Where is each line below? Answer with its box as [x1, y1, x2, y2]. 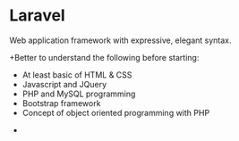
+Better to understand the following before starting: [9, 52, 200, 62]
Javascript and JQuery [21, 79, 107, 89]
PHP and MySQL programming [21, 88, 136, 99]
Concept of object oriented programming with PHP [21, 107, 210, 118]
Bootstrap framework [21, 97, 101, 108]
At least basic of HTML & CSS [21, 69, 132, 80]
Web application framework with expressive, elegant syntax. [9, 35, 232, 46]
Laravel [9, 5, 65, 26]
